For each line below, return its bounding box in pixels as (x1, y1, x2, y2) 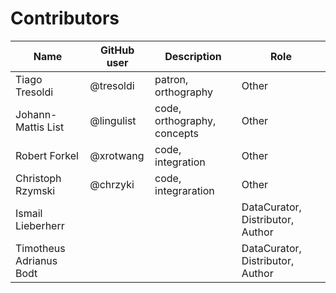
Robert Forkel (15, 148, 79, 162)
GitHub (100, 43, 135, 57)
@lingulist (89, 113, 137, 127)
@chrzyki (89, 177, 135, 191)
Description (164, 49, 222, 63)
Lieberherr (15, 218, 65, 232)
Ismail (15, 206, 43, 220)
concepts (154, 126, 200, 140)
